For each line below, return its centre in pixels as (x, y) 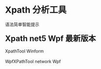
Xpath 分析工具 (36, 10)
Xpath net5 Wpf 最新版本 (50, 38)
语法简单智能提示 (22, 24)
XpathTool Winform (24, 51)
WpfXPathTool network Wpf (33, 61)
